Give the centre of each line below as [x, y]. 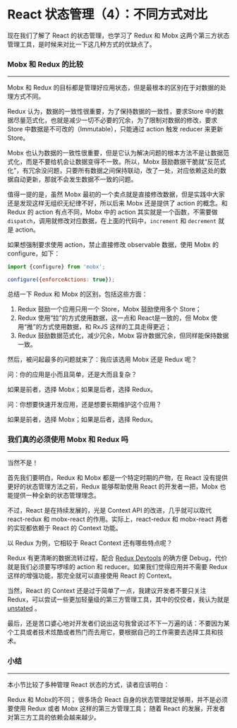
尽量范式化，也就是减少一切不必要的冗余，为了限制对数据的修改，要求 [115, 120]
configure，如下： [34, 253]
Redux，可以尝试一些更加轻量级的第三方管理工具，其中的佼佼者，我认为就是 [119, 599]
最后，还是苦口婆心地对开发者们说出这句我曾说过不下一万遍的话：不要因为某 [119, 623]
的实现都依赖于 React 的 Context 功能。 [65, 528]
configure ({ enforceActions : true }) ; [61, 280]
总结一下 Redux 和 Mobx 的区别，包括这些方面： [78, 294]
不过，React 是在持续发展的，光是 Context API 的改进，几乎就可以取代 [110, 511]
